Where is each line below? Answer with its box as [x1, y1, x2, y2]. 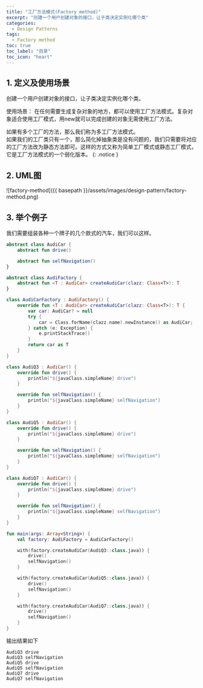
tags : [6, 31, 20, 38]
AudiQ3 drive [6, 649, 39, 655]
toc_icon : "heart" [6, 54, 53, 60]
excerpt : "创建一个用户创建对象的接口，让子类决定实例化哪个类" [6, 15, 149, 21]
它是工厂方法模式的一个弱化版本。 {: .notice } [6, 151, 119, 158]
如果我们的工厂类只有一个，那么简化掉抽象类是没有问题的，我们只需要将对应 [6, 136, 197, 143]
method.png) [6, 193, 39, 200]
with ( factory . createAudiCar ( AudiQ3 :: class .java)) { [17, 547, 150, 554]
